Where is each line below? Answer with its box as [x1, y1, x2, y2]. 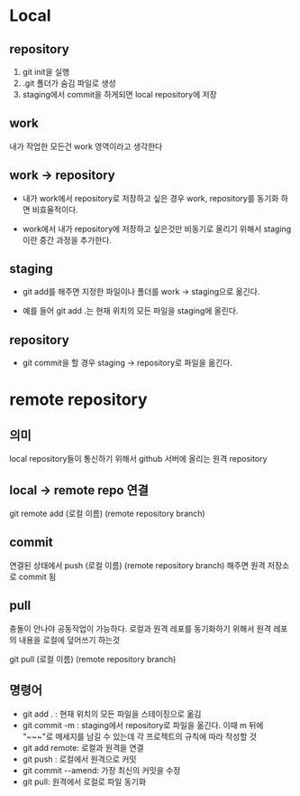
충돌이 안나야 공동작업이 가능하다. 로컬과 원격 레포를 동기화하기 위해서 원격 [9, 623, 272, 633]
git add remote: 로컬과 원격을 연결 [22, 742, 144, 753]
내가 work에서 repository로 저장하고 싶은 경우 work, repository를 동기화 [22, 192, 279, 203]
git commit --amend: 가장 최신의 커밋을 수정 [22, 764, 181, 775]
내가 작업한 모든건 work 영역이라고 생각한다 [9, 141, 163, 152]
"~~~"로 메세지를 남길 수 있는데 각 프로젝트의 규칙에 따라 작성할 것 [22, 731, 257, 742]
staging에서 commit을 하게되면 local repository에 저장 [22, 89, 218, 99]
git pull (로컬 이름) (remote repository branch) [9, 653, 177, 664]
